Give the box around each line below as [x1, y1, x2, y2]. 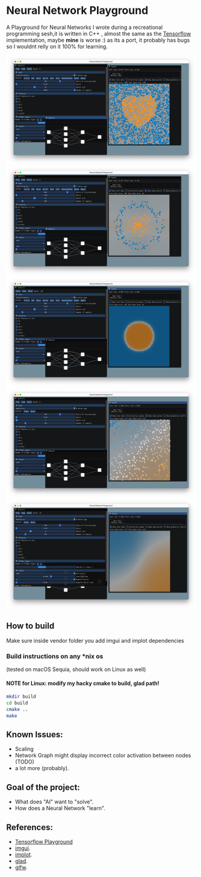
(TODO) [14, 758, 35, 765]
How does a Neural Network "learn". [14, 805, 105, 812]
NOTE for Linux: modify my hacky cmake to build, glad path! [6, 680, 159, 687]
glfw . [14, 864, 28, 871]
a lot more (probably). [14, 765, 69, 772]
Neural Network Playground [6, 4, 149, 18]
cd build [6, 700, 28, 706]
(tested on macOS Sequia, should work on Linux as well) [6, 665, 146, 673]
